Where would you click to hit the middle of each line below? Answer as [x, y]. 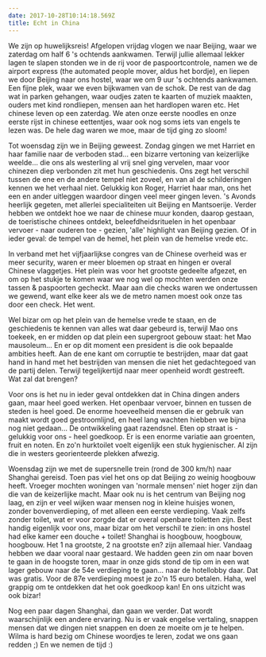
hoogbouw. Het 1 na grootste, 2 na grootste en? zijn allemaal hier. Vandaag [130, 544]
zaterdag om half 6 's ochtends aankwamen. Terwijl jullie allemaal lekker [126, 54]
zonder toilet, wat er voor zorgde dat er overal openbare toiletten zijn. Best [130, 519]
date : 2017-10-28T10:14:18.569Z [62, 15]
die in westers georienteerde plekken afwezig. [84, 453]
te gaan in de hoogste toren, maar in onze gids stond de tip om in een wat [129, 562]
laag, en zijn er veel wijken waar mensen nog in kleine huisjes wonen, [122, 502]
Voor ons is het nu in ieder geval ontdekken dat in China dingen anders [124, 394]
